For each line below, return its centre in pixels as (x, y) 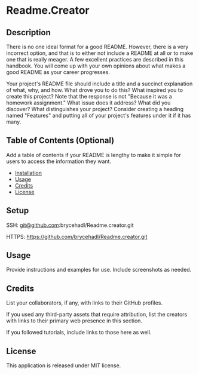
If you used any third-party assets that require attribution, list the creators (97, 315)
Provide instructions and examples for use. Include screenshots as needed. (99, 270)
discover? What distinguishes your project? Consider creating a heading (95, 109)
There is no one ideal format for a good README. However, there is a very (97, 47)
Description (28, 33)
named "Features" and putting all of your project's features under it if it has (99, 115)
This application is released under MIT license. (64, 365)
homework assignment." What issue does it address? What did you (88, 103)
